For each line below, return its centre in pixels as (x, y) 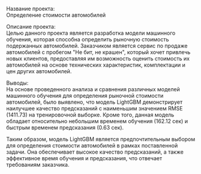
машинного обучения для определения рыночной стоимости (85, 96)
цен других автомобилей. (39, 71)
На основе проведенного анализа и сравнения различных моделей (93, 89)
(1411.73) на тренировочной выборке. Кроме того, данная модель (90, 115)
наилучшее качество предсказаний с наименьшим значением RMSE (94, 108)
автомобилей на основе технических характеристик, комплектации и (96, 65)
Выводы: (17, 83)
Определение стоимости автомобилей (56, 15)
